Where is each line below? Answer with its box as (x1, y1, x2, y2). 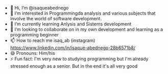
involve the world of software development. (10, 16, 102, 21)
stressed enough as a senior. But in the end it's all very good (10, 63, 138, 69)
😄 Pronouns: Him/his (10, 50, 55, 56)
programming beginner (10, 32, 59, 38)
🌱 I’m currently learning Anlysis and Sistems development (10, 21, 132, 27)
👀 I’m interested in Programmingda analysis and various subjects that (10, 10, 156, 16)
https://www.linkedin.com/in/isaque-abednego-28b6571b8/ (10, 45, 136, 51)
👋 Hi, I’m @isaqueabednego (10, 5, 69, 11)
